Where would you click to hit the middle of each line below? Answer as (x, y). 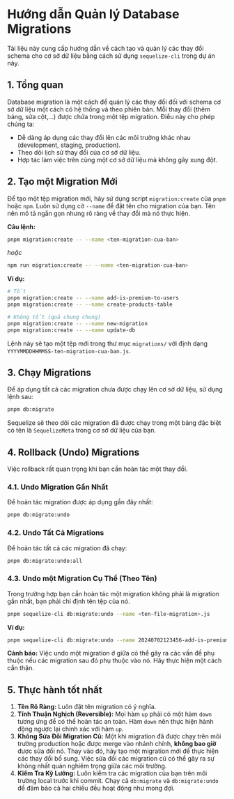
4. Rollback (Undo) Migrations (73, 452)
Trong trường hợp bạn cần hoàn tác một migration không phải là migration (113, 594)
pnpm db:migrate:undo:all (45, 561)
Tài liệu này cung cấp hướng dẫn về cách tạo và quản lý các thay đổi (106, 48)
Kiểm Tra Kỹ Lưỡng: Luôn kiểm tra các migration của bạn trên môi (112, 773)
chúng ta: (21, 124)
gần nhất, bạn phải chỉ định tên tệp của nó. (69, 601)
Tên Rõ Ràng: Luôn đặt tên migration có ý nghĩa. (87, 707)
